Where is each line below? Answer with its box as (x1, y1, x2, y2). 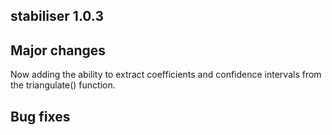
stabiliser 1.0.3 (10, 8, 104, 25)
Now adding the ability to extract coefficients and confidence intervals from (10, 69, 322, 81)
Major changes (10, 42, 107, 59)
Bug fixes (10, 108, 71, 125)
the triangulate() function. (10, 79, 116, 91)
